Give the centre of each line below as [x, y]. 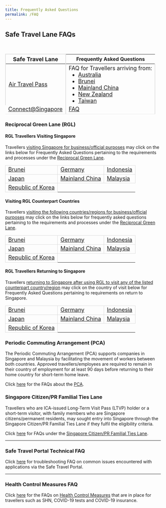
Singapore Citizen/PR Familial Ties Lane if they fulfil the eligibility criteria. [80, 424]
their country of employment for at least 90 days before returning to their [80, 369]
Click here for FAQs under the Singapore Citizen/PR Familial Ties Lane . [77, 433]
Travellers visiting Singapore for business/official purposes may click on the [82, 147]
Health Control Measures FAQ [41, 484]
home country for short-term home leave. [47, 375]
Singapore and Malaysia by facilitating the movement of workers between [80, 359]
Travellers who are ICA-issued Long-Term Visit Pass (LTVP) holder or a [77, 408]
